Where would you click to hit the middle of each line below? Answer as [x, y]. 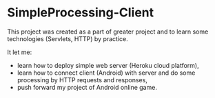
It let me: [20, 52]
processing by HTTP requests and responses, [82, 79]
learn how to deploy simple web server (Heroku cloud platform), [108, 65]
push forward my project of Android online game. [87, 87]
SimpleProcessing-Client [81, 13]
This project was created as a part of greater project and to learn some [108, 32]
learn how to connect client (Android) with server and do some [106, 73]
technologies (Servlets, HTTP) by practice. [68, 38]
